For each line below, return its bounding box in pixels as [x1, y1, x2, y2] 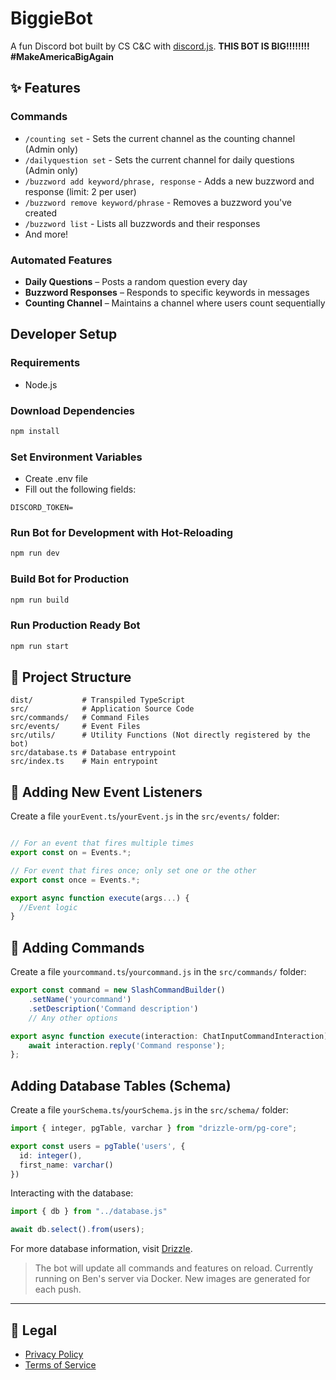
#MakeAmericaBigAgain [10, 50, 115, 62]
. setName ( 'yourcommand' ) [28, 995, 132, 1005]
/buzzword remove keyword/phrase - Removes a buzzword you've [24, 196, 292, 208]
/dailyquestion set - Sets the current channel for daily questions [24, 153, 295, 166]
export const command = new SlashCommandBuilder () [10, 985, 226, 996]
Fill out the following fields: [24, 483, 137, 496]
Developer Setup [10, 326, 118, 343]
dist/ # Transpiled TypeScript [10, 695, 186, 706]
